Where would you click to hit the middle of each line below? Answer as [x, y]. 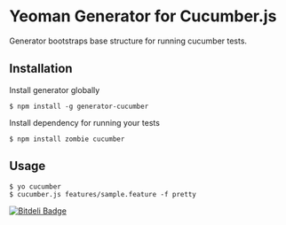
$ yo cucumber [36, 186]
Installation [41, 69]
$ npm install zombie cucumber [67, 139]
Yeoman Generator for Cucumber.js [143, 16]
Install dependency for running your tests [84, 122]
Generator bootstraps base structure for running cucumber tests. [128, 41]
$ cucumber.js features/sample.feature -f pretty [103, 194]
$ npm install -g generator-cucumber [79, 106]
